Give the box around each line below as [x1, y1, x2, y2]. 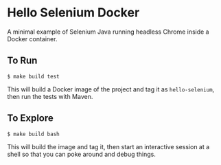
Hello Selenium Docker [7, 5, 140, 21]
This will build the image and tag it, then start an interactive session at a [7, 142, 210, 151]
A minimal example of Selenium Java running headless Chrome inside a [7, 27, 209, 36]
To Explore [7, 112, 54, 124]
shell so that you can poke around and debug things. [7, 150, 156, 158]
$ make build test [7, 73, 60, 80]
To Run [7, 55, 38, 67]
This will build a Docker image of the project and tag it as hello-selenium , [7, 85, 215, 93]
